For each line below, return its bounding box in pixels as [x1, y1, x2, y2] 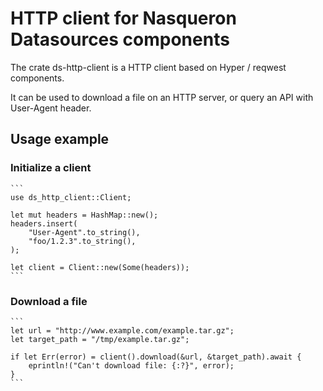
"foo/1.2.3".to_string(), [28, 236, 137, 246]
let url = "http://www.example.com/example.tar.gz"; [10, 325, 235, 336]
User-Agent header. [10, 102, 92, 114]
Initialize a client [10, 161, 92, 175]
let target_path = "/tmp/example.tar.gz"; [10, 334, 190, 344]
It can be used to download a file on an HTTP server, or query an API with [10, 91, 314, 103]
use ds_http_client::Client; [10, 192, 132, 202]
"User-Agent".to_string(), [28, 227, 141, 237]
